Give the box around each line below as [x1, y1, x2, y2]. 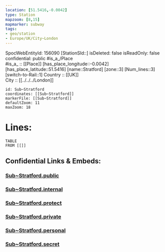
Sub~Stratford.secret [5, 240, 60, 247]
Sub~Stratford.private [5, 213, 61, 220]
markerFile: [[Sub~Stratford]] [5, 95, 72, 101]
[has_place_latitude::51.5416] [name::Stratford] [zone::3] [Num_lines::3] [5, 66, 155, 72]
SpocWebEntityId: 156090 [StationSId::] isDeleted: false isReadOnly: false [5, 49, 160, 56]
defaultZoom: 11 [5, 100, 40, 105]
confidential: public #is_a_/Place [5, 55, 73, 61]
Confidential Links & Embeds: [5, 157, 101, 166]
